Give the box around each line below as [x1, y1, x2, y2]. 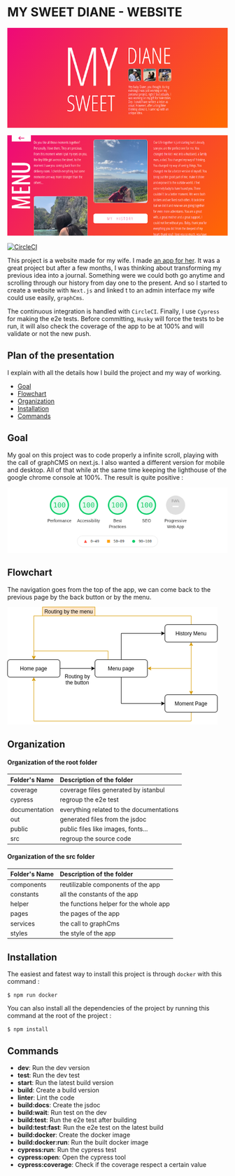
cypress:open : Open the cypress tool [17, 1153, 126, 1161]
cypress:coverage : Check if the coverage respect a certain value [17, 1161, 207, 1169]
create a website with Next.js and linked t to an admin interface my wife [7, 285, 215, 295]
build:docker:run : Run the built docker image [17, 1138, 149, 1147]
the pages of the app [59, 910, 120, 918]
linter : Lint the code [17, 1093, 75, 1102]
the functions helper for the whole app [59, 900, 170, 908]
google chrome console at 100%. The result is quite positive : [7, 473, 184, 481]
